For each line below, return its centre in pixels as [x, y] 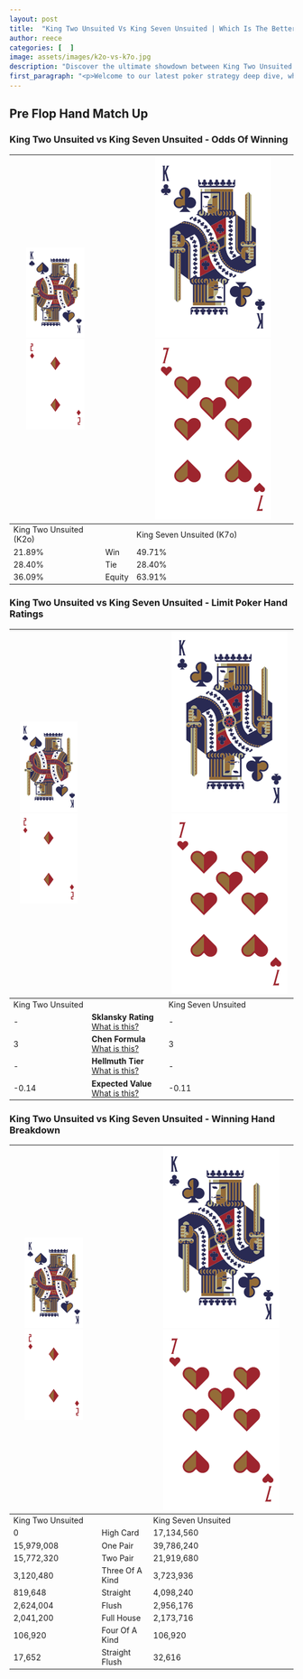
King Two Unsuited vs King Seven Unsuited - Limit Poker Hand [149, 603]
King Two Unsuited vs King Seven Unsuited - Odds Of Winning [149, 140]
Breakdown [35, 1130]
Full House [121, 1618]
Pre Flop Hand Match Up [79, 114]
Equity [117, 577]
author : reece [36, 38]
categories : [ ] [42, 48]
